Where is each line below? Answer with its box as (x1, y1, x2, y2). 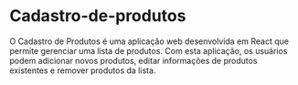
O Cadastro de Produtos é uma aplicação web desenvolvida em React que (9, 36, 290, 47)
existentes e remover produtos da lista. (9, 65, 156, 76)
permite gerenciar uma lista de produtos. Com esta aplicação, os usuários (9, 45, 288, 56)
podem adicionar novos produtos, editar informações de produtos (9, 55, 258, 66)
